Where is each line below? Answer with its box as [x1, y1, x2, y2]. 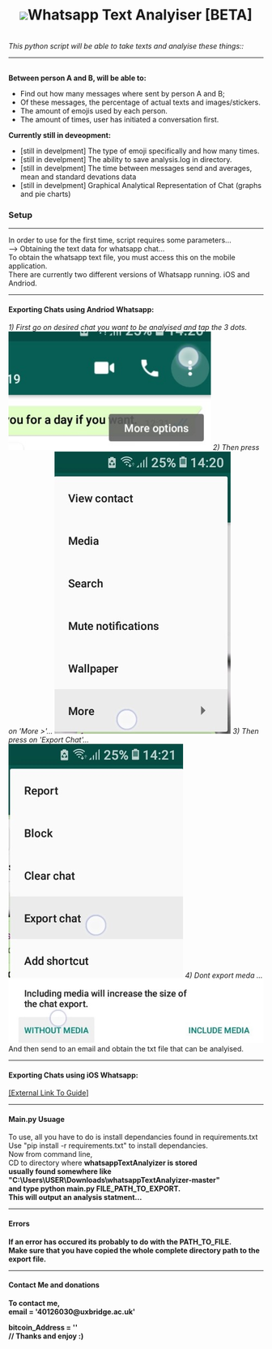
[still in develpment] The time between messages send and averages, [19, 163, 253, 173]
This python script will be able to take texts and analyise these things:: [8, 41, 244, 50]
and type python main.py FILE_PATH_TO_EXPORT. [8, 1184, 181, 1193]
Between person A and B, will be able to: [8, 73, 147, 83]
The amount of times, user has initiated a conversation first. [19, 114, 219, 124]
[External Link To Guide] [8, 1088, 89, 1098]
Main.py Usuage [8, 1114, 65, 1124]
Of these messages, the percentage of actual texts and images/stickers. [19, 97, 261, 107]
